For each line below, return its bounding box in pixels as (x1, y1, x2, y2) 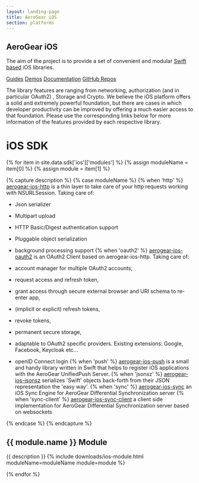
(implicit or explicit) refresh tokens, (14, 305, 100, 312)
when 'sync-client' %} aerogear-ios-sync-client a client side (14, 396, 163, 403)
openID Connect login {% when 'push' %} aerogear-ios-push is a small (14, 358, 189, 365)
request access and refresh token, (14, 276, 99, 283)
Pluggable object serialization (14, 235, 87, 242)
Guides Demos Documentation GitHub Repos (6, 75, 116, 83)
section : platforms (6, 20, 55, 26)
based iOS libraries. (6, 64, 55, 71)
